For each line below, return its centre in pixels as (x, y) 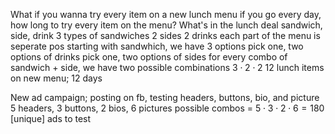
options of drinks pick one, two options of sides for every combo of (149, 57)
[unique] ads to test (51, 118)
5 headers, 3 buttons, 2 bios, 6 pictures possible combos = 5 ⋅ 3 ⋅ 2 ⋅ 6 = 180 (167, 108)
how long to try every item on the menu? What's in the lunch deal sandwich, (166, 25)
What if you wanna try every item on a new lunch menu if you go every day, (166, 14)
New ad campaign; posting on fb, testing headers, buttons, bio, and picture (165, 97)
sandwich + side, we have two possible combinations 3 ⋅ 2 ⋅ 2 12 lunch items (167, 67)
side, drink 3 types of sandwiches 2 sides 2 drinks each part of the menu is (165, 35)
